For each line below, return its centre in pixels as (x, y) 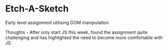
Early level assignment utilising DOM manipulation (57, 22)
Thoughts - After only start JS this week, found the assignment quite (76, 32)
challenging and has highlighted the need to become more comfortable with (84, 37)
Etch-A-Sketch (37, 9)
